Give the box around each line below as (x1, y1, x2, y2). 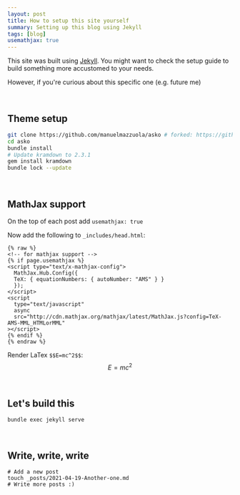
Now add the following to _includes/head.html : (7, 231, 146, 239)
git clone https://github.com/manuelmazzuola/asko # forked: (7, 131, 194, 138)
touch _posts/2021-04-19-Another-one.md (7, 475, 130, 482)
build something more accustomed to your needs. (7, 64, 154, 73)
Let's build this (7, 397, 75, 410)
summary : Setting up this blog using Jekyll (7, 24, 142, 31)
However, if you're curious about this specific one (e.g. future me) (7, 78, 201, 86)
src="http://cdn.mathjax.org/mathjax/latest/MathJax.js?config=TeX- (14, 313, 222, 320)
